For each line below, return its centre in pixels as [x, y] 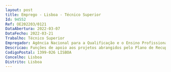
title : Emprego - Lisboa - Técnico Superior [53, 15]
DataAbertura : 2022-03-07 [33, 29]
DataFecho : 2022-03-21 [29, 33]
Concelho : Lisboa [24, 57]
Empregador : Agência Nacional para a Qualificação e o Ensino [73, 43]
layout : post [19, 10]
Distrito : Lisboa [24, 62]
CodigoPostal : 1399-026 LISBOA [38, 52]
